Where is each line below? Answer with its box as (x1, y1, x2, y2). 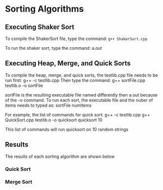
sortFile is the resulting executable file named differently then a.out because (5, 92, 158, 98)
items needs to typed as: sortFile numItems (5, 102, 92, 108)
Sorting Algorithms (5, 3, 84, 15)
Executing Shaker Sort (5, 23, 74, 31)
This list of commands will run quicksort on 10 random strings (5, 126, 128, 132)
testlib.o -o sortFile (5, 82, 43, 88)
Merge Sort (5, 179, 33, 186)
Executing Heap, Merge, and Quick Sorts (5, 59, 131, 68)
